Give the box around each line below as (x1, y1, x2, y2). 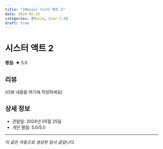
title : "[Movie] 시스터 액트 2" (5, 7, 65, 12)
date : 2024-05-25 (5, 12, 40, 16)
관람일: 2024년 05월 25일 (12, 118, 62, 124)
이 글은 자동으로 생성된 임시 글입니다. (5, 139, 75, 145)
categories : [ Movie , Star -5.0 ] (5, 16, 68, 21)
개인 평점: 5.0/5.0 (12, 124, 46, 130)
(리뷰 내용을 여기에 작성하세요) (5, 89, 63, 95)
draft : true (5, 20, 29, 26)
